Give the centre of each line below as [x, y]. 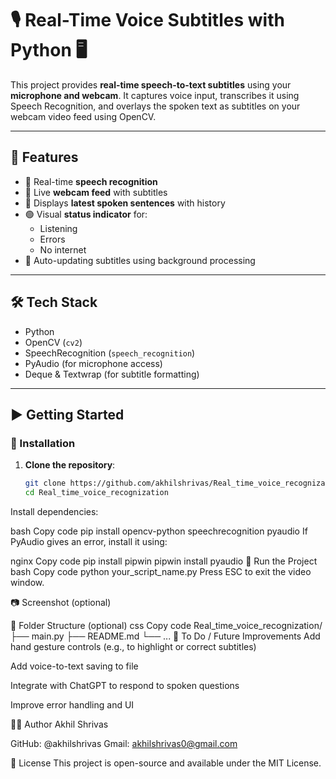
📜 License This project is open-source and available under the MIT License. [166, 763]
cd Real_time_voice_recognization [96, 493]
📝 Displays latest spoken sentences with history [125, 203]
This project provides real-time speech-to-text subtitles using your [151, 84]
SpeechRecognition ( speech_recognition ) [110, 353]
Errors [52, 239]
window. [27, 582]
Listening [58, 228]
